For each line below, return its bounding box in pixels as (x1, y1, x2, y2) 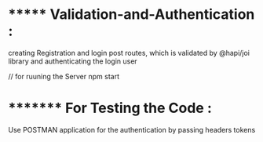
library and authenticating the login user (8, 56, 137, 66)
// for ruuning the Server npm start (8, 71, 120, 81)
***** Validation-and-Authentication (8, 5, 255, 24)
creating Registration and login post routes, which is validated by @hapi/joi (8, 48, 250, 57)
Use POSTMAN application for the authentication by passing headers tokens (8, 125, 256, 134)
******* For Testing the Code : (8, 100, 212, 117)
